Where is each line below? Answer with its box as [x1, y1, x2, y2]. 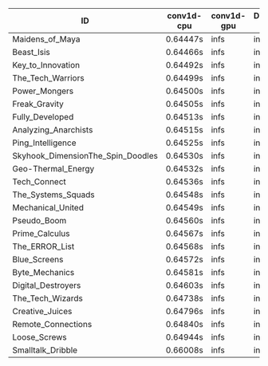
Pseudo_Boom [12, 215, 67, 226]
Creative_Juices [12, 306, 73, 317]
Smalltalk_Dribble [12, 344, 78, 356]
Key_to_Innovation [12, 60, 81, 70]
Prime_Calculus [12, 228, 70, 238]
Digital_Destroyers [12, 280, 81, 290]
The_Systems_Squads [12, 189, 96, 200]
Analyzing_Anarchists [12, 124, 93, 135]
